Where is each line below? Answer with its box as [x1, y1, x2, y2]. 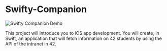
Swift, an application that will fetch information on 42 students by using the [5, 35, 162, 41]
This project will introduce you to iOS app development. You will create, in [5, 30, 160, 36]
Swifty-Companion [5, 4, 87, 15]
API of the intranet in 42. [5, 40, 57, 46]
